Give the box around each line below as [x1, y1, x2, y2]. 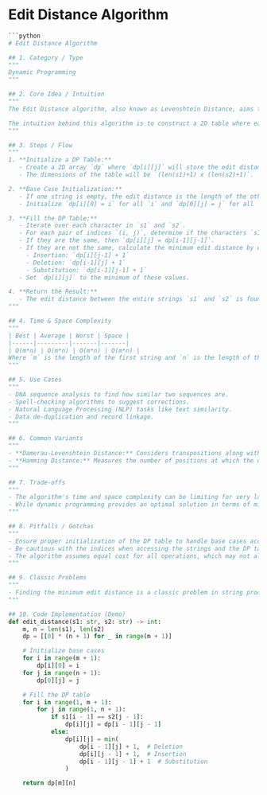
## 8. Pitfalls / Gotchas [8, 523, 94, 531]
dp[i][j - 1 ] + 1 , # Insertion [79, 750, 187, 758]
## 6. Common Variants [8, 435, 83, 442]
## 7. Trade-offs [8, 478, 66, 486]
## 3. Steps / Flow [8, 141, 73, 149]
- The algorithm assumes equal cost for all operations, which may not [8, 551, 250, 560]
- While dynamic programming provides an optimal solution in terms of [8, 501, 250, 509]
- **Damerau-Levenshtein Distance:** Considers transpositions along [8, 450, 244, 458]
